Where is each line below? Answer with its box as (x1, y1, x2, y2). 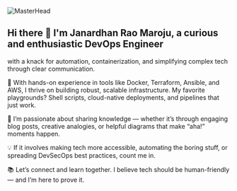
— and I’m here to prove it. (7, 175, 85, 184)
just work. (7, 100, 37, 109)
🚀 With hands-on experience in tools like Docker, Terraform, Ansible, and (7, 78, 220, 86)
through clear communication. (7, 64, 96, 73)
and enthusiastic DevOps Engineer (7, 38, 164, 50)
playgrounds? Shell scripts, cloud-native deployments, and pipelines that (7, 93, 219, 102)
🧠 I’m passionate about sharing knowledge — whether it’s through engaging (7, 114, 229, 123)
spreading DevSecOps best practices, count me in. (7, 151, 156, 159)
